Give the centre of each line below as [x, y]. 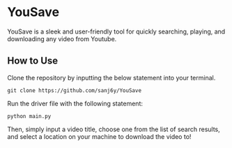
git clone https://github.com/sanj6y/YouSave [74, 90]
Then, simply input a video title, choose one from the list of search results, [114, 129]
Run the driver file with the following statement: [75, 103]
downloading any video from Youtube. [62, 38]
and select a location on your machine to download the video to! [99, 136]
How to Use [33, 61]
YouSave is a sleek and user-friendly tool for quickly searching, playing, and [116, 31]
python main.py [29, 116]
